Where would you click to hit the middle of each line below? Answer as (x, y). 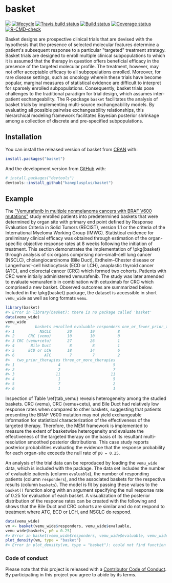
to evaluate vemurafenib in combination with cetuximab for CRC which (80, 282)
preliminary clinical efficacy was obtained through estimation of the (76, 238)
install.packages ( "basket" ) (35, 159)
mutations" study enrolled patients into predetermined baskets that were (82, 216)
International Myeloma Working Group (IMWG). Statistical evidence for (80, 233)
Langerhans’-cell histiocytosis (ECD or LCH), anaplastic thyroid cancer (80, 266)
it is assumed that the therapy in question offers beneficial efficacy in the (82, 61)
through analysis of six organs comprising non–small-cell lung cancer (79, 255)
